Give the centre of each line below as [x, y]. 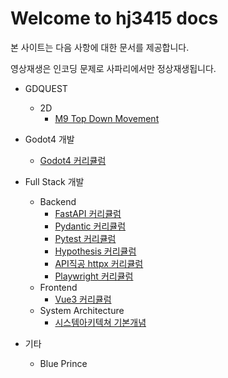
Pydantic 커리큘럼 [90, 226]
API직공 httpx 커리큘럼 [99, 263]
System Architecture [82, 310]
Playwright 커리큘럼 [94, 276]
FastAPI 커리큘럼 [88, 213]
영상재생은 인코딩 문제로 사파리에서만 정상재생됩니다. [113, 68]
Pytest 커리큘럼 [85, 238]
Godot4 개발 [49, 139]
